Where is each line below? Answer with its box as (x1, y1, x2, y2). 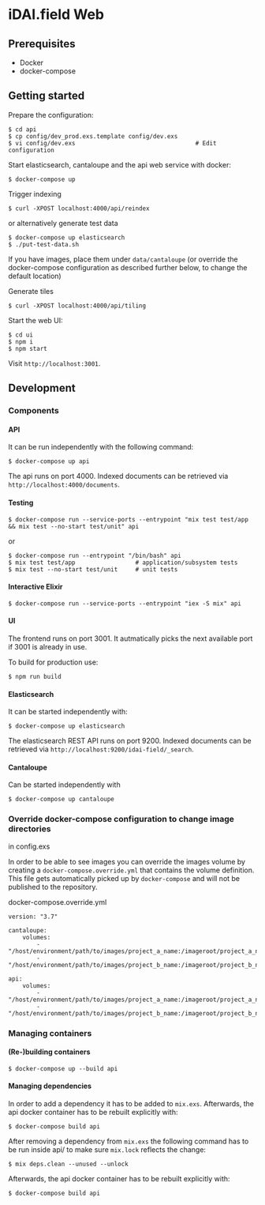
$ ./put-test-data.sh (8, 240, 80, 248)
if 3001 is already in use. (8, 642, 88, 651)
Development (8, 382, 77, 395)
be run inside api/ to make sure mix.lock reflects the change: (8, 1144, 207, 1154)
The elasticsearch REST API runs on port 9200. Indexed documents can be (8, 736, 252, 746)
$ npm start (8, 345, 47, 352)
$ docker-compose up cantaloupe (8, 796, 114, 804)
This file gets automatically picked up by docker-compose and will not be (8, 873, 241, 883)
